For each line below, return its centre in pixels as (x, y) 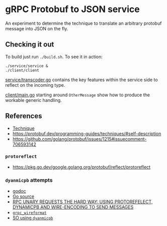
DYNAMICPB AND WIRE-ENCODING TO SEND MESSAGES (73, 207)
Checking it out (30, 45)
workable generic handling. (33, 100)
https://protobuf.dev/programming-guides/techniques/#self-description (87, 133)
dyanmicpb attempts (29, 180)
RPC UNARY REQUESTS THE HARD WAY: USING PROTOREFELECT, (82, 202)
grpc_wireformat (29, 213)
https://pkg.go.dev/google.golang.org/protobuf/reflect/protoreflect (81, 167)
